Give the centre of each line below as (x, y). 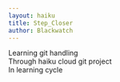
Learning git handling (43, 53)
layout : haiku (32, 16)
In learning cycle (36, 70)
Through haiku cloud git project (60, 61)
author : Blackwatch (41, 30)
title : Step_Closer (41, 23)
